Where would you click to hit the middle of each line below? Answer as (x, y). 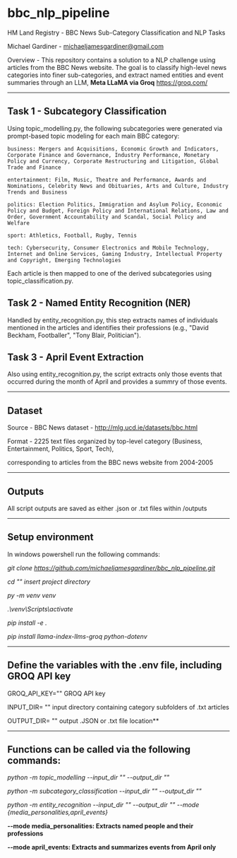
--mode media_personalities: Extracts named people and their (101, 826)
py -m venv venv (32, 595)
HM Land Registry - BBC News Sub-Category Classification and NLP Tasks (116, 33)
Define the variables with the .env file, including (115, 665)
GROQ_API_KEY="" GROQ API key (56, 693)
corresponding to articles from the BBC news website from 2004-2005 (110, 463)
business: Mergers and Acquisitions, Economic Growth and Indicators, (113, 149)
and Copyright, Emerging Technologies (64, 260)
